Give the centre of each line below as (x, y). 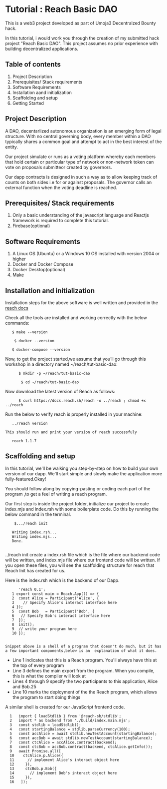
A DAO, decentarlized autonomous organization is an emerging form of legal (83, 131)
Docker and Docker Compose (43, 264)
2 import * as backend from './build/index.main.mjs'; (70, 720)
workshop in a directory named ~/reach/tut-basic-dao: (62, 364)
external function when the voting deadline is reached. (61, 187)
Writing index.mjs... (34, 536)
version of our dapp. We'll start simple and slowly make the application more (84, 473)
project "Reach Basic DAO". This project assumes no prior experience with (82, 43)
